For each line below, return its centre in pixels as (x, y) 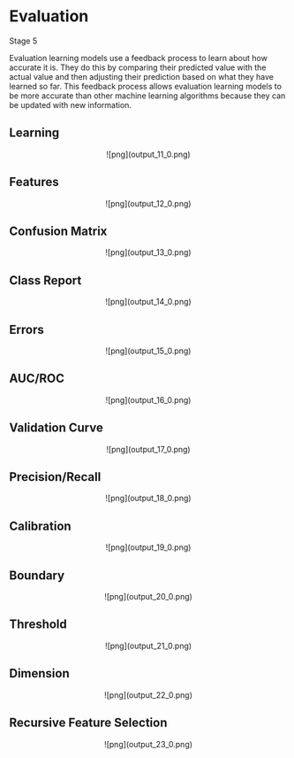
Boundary (37, 575)
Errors (26, 329)
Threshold (38, 625)
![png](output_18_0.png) (148, 499)
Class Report (45, 280)
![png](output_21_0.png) (148, 646)
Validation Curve (56, 428)
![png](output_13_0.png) (148, 252)
